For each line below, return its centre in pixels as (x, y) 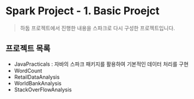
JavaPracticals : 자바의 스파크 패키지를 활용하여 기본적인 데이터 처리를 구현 (101, 64)
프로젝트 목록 (28, 49)
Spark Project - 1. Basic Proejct (83, 11)
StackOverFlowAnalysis (43, 90)
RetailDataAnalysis (37, 77)
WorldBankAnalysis (38, 83)
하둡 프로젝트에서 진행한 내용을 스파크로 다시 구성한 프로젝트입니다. (97, 28)
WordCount (28, 71)
